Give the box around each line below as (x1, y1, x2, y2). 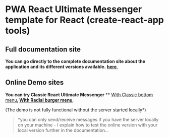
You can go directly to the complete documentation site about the (5, 58, 145, 64)
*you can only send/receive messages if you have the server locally (17, 116, 159, 122)
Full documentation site (5, 45, 81, 53)
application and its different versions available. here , (5, 64, 119, 70)
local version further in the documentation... (17, 127, 109, 133)
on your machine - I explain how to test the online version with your (17, 122, 158, 128)
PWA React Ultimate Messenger (5, 4, 142, 15)
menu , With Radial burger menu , (5, 97, 74, 103)
